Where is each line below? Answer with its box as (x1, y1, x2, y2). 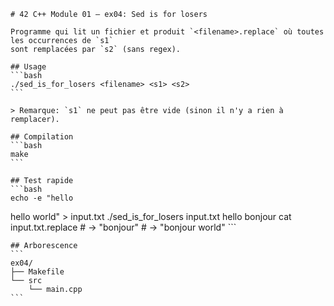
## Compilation (10, 132, 74, 142)
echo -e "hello (10, 193, 74, 203)
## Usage (10, 62, 47, 72)
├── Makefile (10, 267, 65, 277)
